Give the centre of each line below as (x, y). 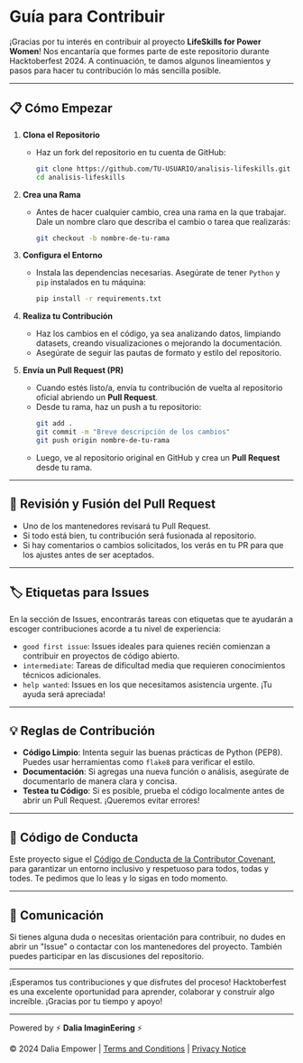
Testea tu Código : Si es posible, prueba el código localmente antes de (153, 791)
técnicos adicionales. (62, 675)
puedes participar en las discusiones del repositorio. (107, 956)
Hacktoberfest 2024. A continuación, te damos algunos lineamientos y (140, 61)
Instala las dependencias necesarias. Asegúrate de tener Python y (158, 273)
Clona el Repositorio (61, 135)
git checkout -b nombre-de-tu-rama (102, 238)
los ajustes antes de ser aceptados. (88, 555)
